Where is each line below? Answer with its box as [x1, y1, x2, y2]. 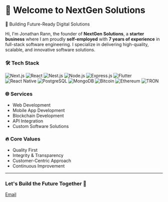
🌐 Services [5, 90, 33, 97]
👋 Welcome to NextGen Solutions [5, 4, 145, 16]
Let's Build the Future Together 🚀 [5, 180, 86, 187]
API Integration [12, 117, 43, 124]
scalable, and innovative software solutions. [5, 46, 95, 52]
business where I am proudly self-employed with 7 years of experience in [5, 36, 160, 42]
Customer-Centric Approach [12, 157, 71, 163]
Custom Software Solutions [12, 123, 69, 129]
